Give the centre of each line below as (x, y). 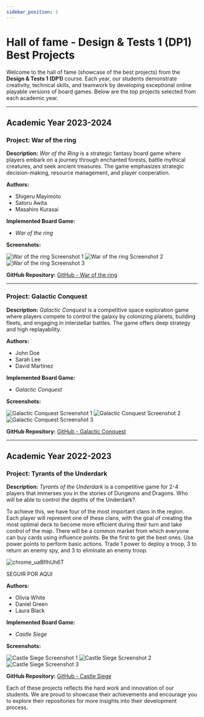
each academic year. (32, 98)
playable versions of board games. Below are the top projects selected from (101, 91)
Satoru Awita (31, 203)
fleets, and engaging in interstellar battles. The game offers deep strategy (98, 323)
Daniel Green (31, 604)
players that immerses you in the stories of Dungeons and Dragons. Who (97, 493)
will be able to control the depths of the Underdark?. (72, 500)
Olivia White (30, 597)
